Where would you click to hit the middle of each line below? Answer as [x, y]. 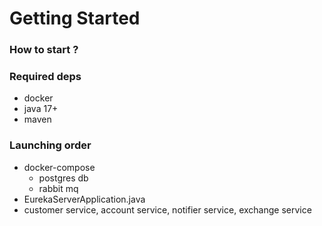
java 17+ [41, 109]
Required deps [45, 77]
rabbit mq [58, 188]
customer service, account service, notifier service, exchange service [167, 209]
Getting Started [75, 18]
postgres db [63, 178]
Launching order [50, 145]
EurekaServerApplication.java [84, 199]
